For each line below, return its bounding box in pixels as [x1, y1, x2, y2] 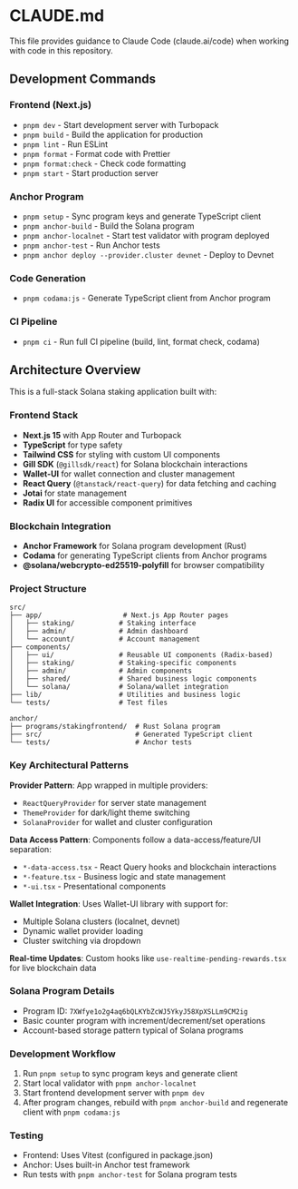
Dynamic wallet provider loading [22, 925, 143, 936]
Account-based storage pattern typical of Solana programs [22, 1025, 244, 1036]
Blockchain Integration [9, 519, 111, 532]
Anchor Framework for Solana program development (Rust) [22, 540, 247, 551]
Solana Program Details [9, 985, 115, 997]
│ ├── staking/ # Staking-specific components [9, 659, 237, 668]
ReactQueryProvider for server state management [22, 797, 207, 808]
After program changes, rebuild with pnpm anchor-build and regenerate [22, 1097, 288, 1108]
